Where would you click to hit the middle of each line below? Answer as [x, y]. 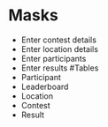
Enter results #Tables [60, 68]
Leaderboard [45, 86]
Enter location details [60, 49]
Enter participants [54, 58]
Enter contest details [58, 40]
